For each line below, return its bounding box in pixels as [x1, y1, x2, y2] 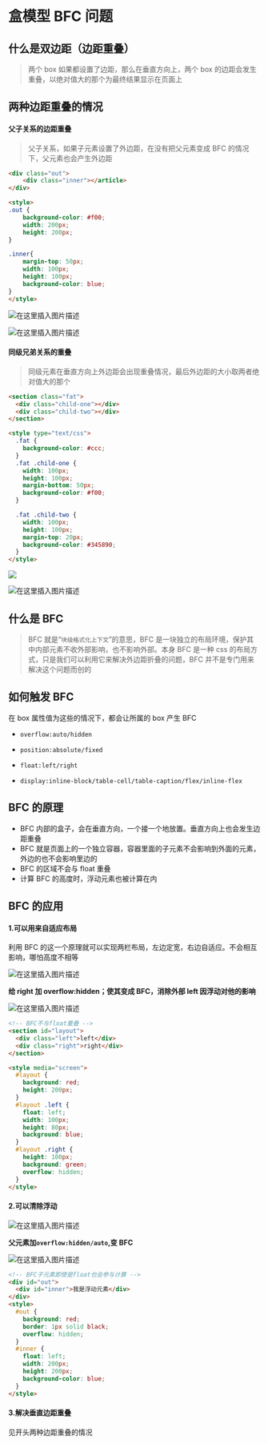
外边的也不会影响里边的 [19, 854, 98, 863]
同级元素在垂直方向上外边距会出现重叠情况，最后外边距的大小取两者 [27, 366, 253, 376]
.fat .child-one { [15, 459, 78, 467]
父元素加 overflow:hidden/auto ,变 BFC [8, 1237, 134, 1247]
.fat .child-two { [15, 511, 78, 519]
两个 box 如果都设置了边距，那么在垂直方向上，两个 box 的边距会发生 [27, 65, 258, 74]
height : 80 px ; [22, 1123, 70, 1132]
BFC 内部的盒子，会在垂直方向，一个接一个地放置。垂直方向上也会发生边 [19, 823, 261, 833]
